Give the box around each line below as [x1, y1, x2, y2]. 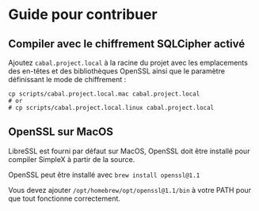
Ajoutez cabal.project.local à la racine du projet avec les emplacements [8, 58, 248, 67]
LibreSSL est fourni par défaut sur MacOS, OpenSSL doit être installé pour [8, 146, 250, 156]
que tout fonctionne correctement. [8, 194, 121, 203]
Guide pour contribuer [8, 6, 158, 24]
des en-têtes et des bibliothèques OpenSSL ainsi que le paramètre [8, 66, 226, 76]
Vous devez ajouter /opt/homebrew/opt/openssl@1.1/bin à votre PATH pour [8, 185, 252, 194]
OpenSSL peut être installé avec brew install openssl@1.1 [8, 170, 200, 179]
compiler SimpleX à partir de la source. [8, 154, 135, 164]
